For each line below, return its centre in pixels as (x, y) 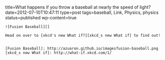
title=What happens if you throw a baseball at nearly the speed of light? (78, 7)
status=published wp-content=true (41, 18)
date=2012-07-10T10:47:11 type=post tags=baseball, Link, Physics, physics (82, 12)
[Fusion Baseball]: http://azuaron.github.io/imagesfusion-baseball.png (82, 49)
